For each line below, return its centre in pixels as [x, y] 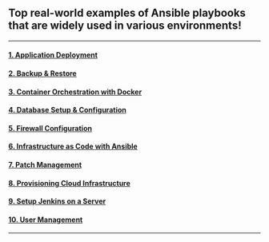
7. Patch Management [45, 165]
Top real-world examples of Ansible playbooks [127, 13]
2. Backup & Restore [43, 73]
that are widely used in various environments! [125, 26]
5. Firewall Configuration [50, 128]
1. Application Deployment [53, 55]
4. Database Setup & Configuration [67, 110]
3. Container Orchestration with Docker [75, 92]
